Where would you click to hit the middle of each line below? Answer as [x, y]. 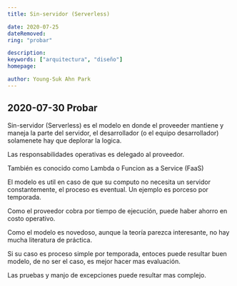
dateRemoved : [27, 34]
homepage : [22, 66]
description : [27, 53]
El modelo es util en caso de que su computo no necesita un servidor [109, 182]
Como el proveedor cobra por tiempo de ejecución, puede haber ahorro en [117, 210]
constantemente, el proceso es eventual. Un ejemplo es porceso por [108, 189]
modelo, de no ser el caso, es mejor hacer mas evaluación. [94, 261]
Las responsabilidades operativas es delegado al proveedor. [96, 154]
